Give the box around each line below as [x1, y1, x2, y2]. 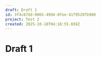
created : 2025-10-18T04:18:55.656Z [5, 21, 80, 27]
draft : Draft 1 [5, 7, 37, 13]
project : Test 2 [5, 17, 39, 22]
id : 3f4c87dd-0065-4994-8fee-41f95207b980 [5, 12, 96, 17]
